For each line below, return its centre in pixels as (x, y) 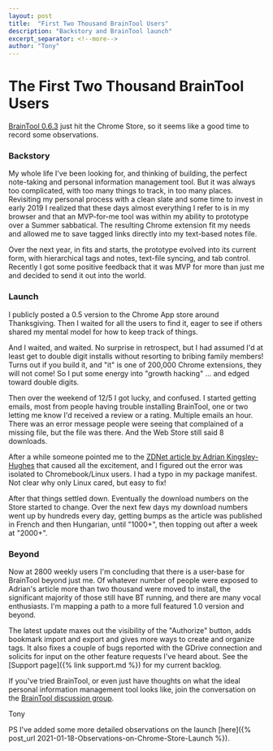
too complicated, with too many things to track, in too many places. (121, 191)
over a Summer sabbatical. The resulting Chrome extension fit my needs (130, 225)
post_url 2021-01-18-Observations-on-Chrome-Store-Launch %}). (119, 738)
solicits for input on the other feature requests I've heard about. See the (128, 656)
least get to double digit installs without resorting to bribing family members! (136, 356)
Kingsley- (242, 457)
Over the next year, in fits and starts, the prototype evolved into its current (132, 250)
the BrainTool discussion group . (61, 698)
